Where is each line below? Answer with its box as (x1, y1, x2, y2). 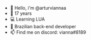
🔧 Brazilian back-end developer (10, 24, 76, 29)
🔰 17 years (10, 10, 32, 16)
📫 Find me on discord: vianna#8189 (10, 29, 86, 35)
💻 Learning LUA (10, 16, 45, 22)
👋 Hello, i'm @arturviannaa (10, 5, 67, 11)
